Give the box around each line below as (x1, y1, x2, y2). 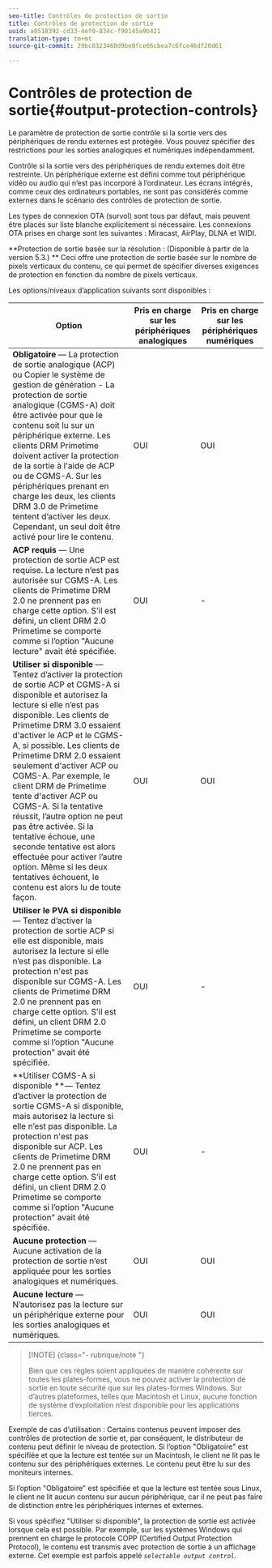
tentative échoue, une (12, 831, 96, 843)
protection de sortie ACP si (12, 925, 115, 937)
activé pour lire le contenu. (12, 532, 114, 543)
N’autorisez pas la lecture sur (12, 1299, 124, 1310)
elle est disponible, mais (12, 935, 104, 946)
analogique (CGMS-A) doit (12, 399, 115, 411)
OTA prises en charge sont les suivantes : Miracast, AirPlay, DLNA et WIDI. (8, 229, 257, 238)
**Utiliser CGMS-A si (12, 1070, 96, 1082)
